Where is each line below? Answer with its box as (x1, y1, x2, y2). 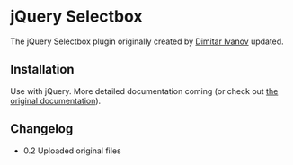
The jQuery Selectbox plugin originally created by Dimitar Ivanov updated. (10, 36, 284, 47)
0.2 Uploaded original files (22, 145, 121, 156)
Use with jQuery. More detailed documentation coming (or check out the (10, 85, 279, 96)
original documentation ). (10, 95, 102, 106)
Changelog (10, 121, 74, 136)
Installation (10, 62, 75, 77)
